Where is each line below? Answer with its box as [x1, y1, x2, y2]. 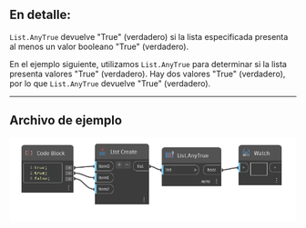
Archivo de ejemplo [9, 113, 123, 128]
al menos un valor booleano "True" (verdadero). [9, 41, 189, 52]
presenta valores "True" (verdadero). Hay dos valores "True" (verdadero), [9, 68, 286, 79]
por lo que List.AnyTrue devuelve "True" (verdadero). [9, 77, 211, 89]
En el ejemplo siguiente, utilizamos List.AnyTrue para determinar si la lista [9, 58, 287, 69]
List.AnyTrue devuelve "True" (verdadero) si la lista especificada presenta [9, 31, 289, 42]
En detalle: [9, 7, 71, 23]
